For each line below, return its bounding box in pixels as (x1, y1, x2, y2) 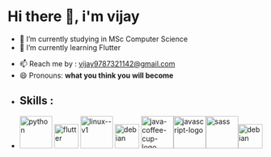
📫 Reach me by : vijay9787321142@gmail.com (19, 58, 176, 68)
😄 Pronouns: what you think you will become (19, 70, 174, 80)
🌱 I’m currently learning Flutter (19, 42, 121, 52)
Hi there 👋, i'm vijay (7, 7, 140, 26)
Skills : (19, 94, 54, 108)
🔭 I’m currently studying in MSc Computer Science (19, 34, 188, 44)
